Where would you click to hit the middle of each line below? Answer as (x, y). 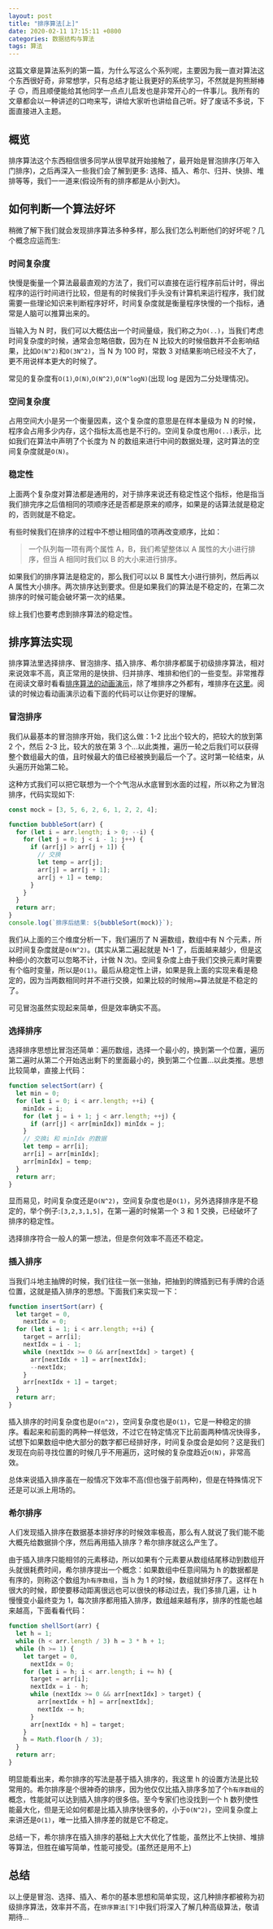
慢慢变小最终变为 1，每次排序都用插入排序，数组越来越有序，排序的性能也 (132, 1601)
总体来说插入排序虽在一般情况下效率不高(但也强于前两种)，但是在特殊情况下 (136, 1479)
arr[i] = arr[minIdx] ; (61, 1154)
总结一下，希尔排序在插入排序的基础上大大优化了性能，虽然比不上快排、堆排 (136, 1837)
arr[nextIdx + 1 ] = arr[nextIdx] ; (89, 1360)
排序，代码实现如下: (42, 794)
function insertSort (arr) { (56, 1307)
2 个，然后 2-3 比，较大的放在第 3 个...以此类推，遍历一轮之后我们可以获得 (134, 746)
